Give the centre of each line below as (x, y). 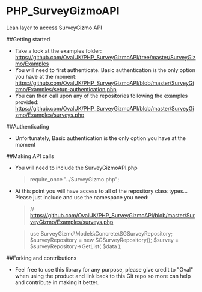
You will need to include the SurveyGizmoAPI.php (76, 168)
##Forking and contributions (41, 258)
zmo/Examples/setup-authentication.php (66, 89)
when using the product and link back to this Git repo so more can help (103, 276)
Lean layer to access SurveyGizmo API (54, 28)
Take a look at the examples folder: (58, 51)
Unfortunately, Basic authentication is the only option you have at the (100, 138)
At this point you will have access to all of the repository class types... (101, 191)
